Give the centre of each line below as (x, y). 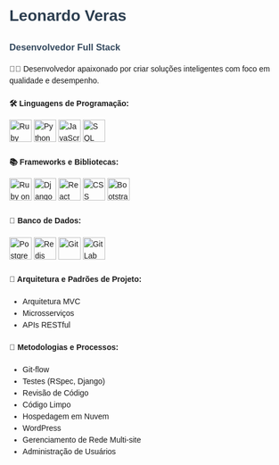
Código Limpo (46, 405)
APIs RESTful (46, 324)
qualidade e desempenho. (54, 81)
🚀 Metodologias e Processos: (64, 348)
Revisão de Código (55, 393)
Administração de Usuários (69, 452)
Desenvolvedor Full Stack (65, 47)
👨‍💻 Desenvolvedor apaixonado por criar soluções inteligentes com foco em (139, 69)
